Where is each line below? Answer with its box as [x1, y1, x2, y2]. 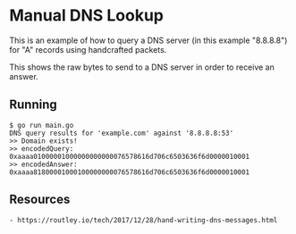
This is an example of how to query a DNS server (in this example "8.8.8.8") [9, 35, 288, 46]
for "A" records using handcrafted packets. [9, 44, 167, 54]
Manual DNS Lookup [9, 5, 164, 26]
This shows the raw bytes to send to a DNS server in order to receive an [9, 62, 275, 72]
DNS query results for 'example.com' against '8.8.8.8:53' [9, 129, 234, 138]
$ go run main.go [9, 121, 74, 130]
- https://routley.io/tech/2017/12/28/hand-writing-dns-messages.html [9, 215, 278, 224]
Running [9, 97, 58, 113]
